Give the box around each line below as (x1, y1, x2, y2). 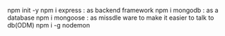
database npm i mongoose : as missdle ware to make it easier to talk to (7, 13, 214, 22)
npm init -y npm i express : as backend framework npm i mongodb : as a (7, 6, 219, 14)
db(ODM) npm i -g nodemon (7, 21, 91, 29)
